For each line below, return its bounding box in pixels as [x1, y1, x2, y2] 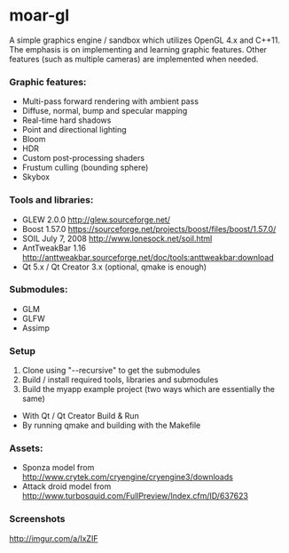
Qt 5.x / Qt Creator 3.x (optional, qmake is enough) [21, 261, 207, 272]
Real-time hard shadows [21, 115, 112, 125]
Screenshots [9, 513, 66, 525]
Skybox [21, 172, 51, 182]
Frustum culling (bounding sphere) [21, 162, 149, 173]
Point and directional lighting [21, 124, 127, 135]
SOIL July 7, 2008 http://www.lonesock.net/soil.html [21, 233, 213, 244]
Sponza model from [21, 462, 95, 473]
